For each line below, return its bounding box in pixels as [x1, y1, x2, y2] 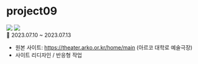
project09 [6, 4, 58, 18]
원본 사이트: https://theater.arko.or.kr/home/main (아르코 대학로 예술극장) [15, 43, 193, 51]
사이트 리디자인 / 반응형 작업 [15, 51, 83, 59]
